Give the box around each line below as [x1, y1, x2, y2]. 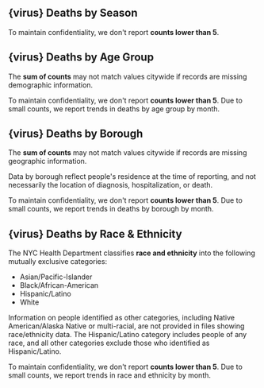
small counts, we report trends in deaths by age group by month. [8, 103, 220, 114]
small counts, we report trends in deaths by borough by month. [8, 204, 214, 214]
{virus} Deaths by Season [8, 6, 138, 20]
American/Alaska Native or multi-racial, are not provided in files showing [8, 321, 245, 331]
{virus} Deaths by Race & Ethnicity [8, 227, 182, 241]
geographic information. [8, 157, 87, 166]
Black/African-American [19, 281, 99, 290]
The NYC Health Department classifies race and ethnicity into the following [8, 248, 255, 258]
